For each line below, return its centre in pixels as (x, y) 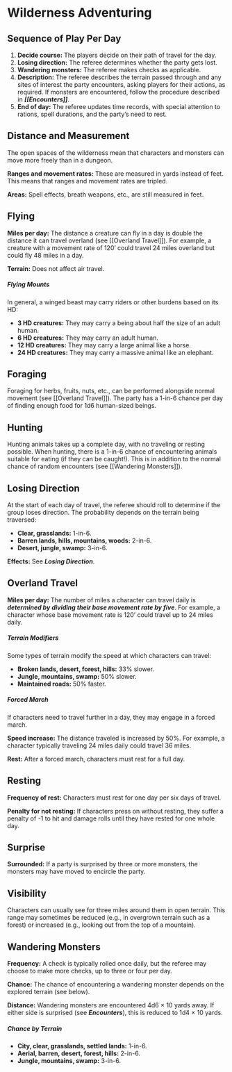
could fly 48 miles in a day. (46, 255)
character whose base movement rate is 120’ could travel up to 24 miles (110, 615)
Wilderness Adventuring (80, 13)
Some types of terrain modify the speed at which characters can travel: (109, 655)
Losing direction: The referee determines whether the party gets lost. (117, 63)
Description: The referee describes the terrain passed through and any (119, 77)
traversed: (22, 520)
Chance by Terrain (35, 1028)
